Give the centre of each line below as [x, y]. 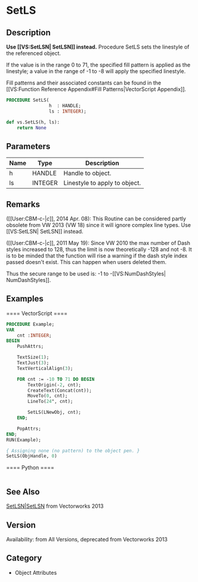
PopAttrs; [29, 429]
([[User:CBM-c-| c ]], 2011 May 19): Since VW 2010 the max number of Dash [98, 243]
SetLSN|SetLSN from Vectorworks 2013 [55, 506]
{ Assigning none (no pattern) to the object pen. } [73, 451]
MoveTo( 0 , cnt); [48, 396]
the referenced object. [34, 53]
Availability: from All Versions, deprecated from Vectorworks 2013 [87, 539]
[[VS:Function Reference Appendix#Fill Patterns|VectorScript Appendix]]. [96, 89]
